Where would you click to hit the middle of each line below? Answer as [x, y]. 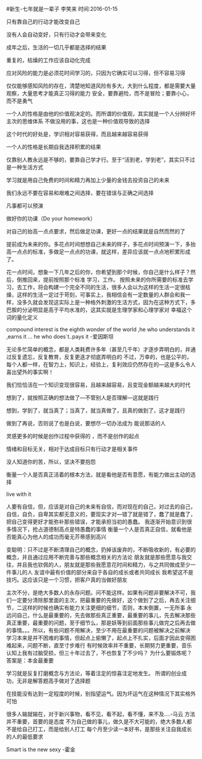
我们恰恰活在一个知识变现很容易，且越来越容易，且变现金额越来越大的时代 [98, 385]
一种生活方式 [27, 167]
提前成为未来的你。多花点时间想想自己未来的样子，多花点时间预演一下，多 [98, 244]
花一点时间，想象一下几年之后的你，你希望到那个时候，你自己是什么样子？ [98, 272]
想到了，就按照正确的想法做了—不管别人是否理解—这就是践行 [83, 398]
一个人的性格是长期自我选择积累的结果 [54, 147]
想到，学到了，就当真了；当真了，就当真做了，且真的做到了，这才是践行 [96, 410]
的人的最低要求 [25, 737]
